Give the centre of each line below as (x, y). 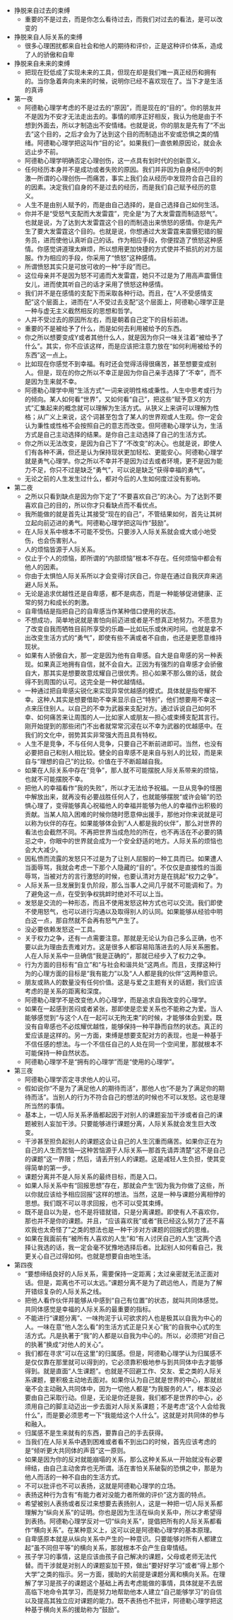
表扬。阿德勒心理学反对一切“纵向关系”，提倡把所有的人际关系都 (123, 1521)
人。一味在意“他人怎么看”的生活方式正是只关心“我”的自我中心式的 (120, 1327)
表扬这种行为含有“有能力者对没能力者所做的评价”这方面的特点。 (117, 1495)
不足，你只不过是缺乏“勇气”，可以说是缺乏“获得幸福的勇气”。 (120, 470)
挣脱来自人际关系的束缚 (48, 37)
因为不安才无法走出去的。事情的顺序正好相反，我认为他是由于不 (130, 116)
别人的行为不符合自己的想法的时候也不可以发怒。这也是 (139, 1097)
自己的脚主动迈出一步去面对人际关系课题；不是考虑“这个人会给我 (131, 1406)
